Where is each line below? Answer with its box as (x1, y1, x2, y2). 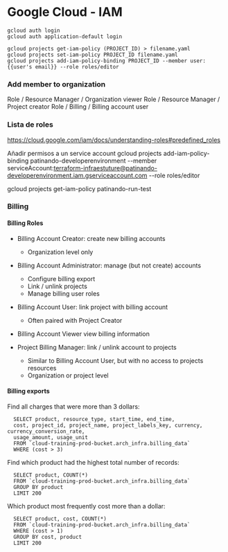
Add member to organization (7, 79, 106, 89)
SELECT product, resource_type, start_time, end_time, (13, 416, 175, 422)
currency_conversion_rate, (7, 427, 85, 435)
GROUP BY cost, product (13, 533, 82, 540)
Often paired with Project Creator (27, 316, 123, 324)
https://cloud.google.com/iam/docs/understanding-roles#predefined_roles (7, 136, 220, 144)
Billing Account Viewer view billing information (17, 330, 150, 338)
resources (27, 364, 57, 372)
